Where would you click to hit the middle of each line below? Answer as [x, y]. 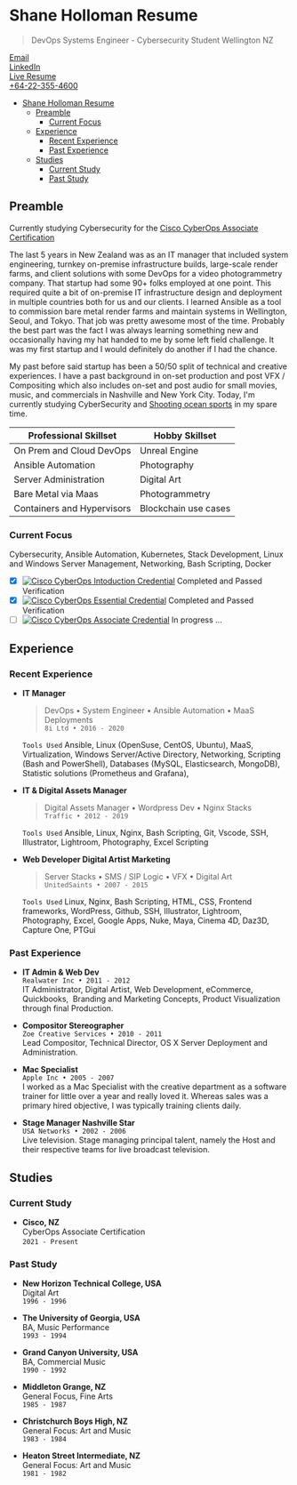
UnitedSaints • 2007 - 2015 [96, 885]
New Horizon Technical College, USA [92, 1284]
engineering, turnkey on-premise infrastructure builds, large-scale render [144, 264]
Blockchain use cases [185, 508]
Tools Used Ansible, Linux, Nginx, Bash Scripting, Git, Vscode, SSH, [145, 832]
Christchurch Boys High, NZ [75, 1421]
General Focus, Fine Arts [68, 1396]
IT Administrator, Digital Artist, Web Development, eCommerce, [137, 990]
